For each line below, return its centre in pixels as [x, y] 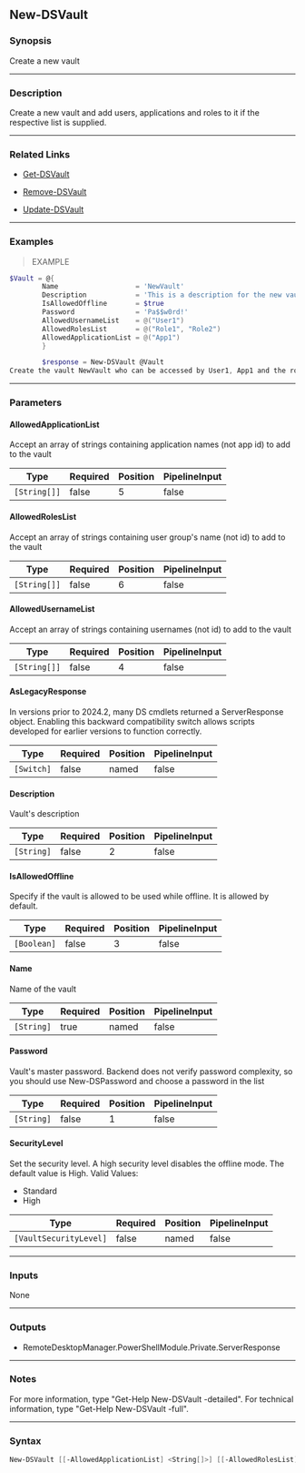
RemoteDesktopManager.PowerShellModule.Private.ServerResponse [151, 1347]
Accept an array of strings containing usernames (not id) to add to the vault [151, 629]
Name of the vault [43, 989]
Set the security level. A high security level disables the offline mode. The [147, 1163]
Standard [39, 1191]
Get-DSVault [46, 174]
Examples [32, 242]
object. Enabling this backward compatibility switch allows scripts [133, 721]
